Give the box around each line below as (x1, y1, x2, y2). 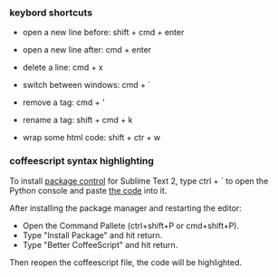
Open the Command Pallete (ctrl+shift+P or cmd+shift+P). (22, 220, 240, 231)
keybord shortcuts (9, 6, 93, 19)
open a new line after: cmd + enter (22, 44, 152, 55)
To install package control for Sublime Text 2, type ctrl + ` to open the (9, 175, 269, 186)
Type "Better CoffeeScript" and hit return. (22, 239, 178, 250)
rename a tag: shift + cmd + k (22, 115, 133, 126)
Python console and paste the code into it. (9, 185, 168, 196)
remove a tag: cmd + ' (22, 97, 106, 108)
